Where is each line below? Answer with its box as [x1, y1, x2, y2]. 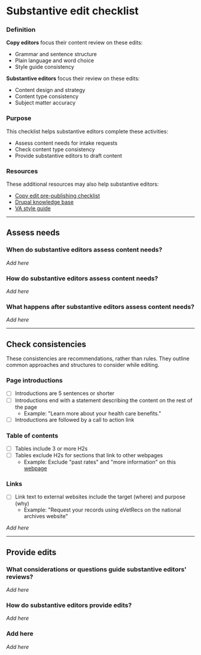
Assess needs [6, 228, 60, 238]
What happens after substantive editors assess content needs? [6, 302, 194, 311]
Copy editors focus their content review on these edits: [6, 39, 143, 46]
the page [14, 403, 38, 411]
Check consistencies [6, 339, 87, 349]
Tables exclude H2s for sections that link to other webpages [14, 452, 163, 459]
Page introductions [6, 377, 63, 385]
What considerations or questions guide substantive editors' [6, 565, 187, 573]
